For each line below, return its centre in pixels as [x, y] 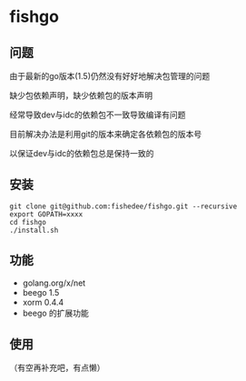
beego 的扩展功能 [55, 313]
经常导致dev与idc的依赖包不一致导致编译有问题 [98, 115]
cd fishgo [28, 222]
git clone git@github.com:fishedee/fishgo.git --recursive [123, 206]
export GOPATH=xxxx [46, 214]
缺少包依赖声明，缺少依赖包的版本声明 [81, 95]
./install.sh [34, 230]
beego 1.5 [41, 292]
